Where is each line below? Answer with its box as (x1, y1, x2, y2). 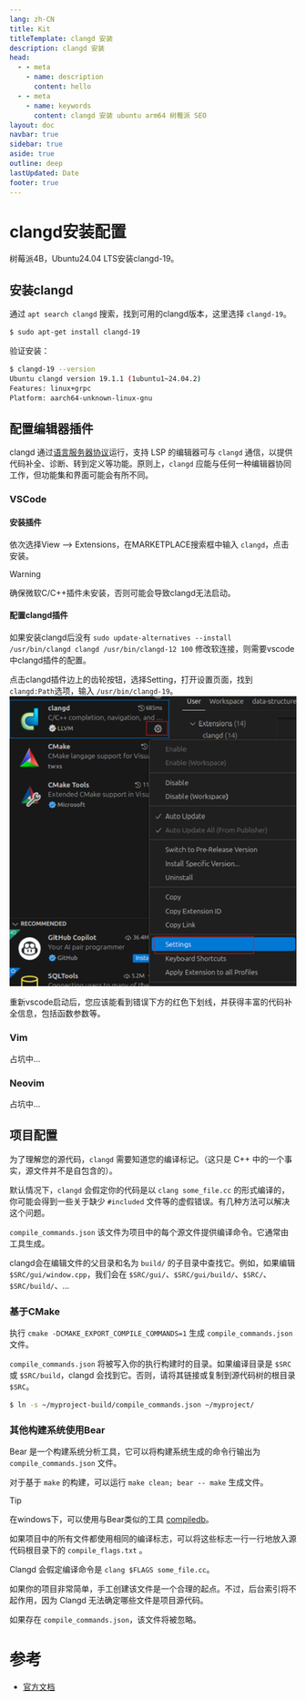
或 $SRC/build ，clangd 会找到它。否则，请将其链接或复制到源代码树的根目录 (9, 1370, 296, 1381)
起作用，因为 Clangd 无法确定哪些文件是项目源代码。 (9, 1595, 209, 1606)
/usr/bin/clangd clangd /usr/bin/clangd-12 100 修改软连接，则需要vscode (9, 643, 295, 654)
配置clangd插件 (9, 610, 68, 621)
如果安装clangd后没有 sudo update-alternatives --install (9, 632, 232, 643)
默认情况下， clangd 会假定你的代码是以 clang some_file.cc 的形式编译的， (9, 1184, 290, 1195)
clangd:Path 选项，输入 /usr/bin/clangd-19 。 (9, 685, 178, 696)
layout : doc (9, 120, 55, 129)
